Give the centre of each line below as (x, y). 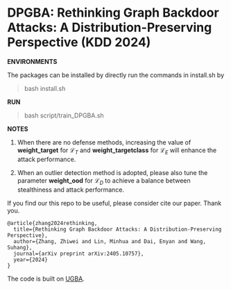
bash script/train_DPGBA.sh (64, 115)
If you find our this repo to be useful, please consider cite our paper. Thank (114, 203)
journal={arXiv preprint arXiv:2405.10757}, (79, 254)
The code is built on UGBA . (46, 279)
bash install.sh (45, 88)
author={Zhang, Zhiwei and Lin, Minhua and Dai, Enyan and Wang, (110, 241)
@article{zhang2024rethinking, (52, 223)
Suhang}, (20, 247)
